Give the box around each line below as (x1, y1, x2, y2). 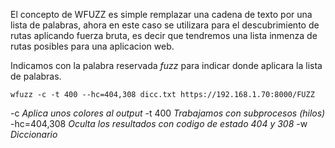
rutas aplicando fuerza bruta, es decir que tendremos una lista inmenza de (10, 30, 318, 41)
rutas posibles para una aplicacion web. (10, 40, 175, 52)
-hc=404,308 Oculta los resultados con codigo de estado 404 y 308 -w (10, 118, 308, 129)
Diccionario (10, 129, 58, 140)
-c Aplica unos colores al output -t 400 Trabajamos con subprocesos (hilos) (10, 107, 326, 119)
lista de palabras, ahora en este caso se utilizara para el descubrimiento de (10, 19, 320, 31)
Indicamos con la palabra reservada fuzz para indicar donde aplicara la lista (10, 60, 323, 71)
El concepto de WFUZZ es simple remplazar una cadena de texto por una (10, 9, 313, 20)
